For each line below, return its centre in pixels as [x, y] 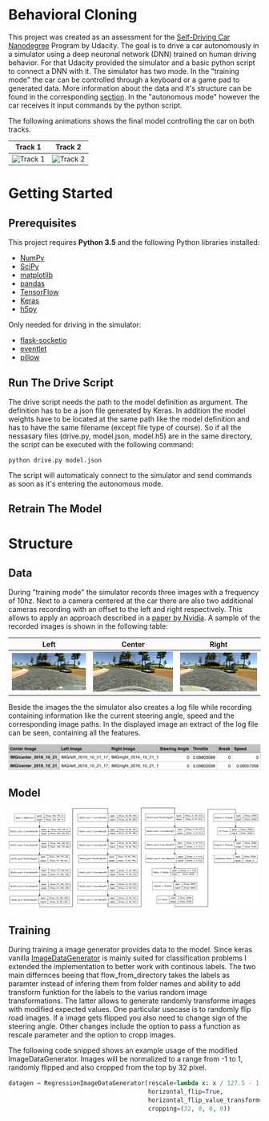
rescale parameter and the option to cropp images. [92, 1035]
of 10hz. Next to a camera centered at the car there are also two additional [131, 601]
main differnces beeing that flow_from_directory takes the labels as [119, 975]
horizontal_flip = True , [186, 1092]
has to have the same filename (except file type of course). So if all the [125, 428]
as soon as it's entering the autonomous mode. [86, 484]
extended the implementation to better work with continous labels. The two [132, 967]
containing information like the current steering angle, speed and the [121, 715]
